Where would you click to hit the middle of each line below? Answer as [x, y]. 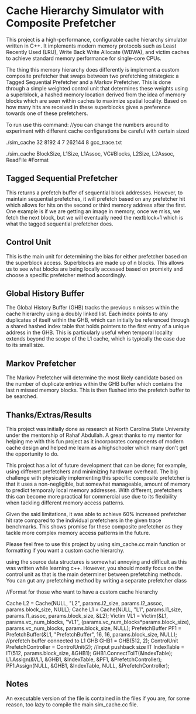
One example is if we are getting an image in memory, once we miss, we [93, 211]
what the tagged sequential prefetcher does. [60, 224]
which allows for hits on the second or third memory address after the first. [96, 205]
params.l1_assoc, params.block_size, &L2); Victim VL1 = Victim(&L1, [87, 616]
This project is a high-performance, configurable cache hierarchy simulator [97, 39]
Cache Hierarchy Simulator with [85, 11]
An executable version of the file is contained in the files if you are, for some [98, 698]
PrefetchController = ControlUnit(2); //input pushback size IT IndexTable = [95, 647]
